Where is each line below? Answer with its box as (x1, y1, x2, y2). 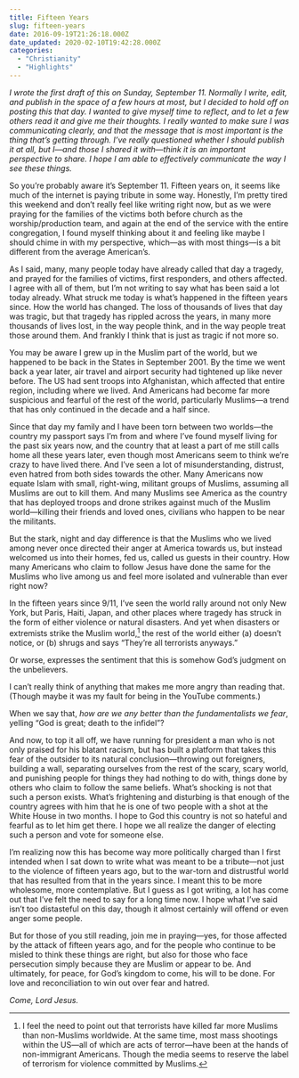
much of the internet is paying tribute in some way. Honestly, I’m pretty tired (9, 189, 287, 200)
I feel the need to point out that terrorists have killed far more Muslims (21, 1020, 279, 1031)
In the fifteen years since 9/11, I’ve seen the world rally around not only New (9, 598, 287, 608)
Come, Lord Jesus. (9, 994, 78, 1005)
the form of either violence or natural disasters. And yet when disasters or (9, 617, 280, 627)
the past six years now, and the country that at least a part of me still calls (9, 440, 279, 451)
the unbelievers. (9, 664, 69, 674)
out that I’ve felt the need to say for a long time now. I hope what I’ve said (9, 894, 279, 904)
